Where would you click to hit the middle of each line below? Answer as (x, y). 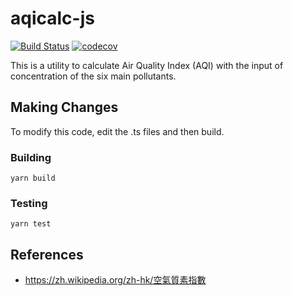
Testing (29, 203)
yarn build (33, 178)
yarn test (31, 224)
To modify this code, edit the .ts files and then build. (117, 131)
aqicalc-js (52, 18)
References (47, 254)
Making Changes (64, 107)
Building (31, 157)
